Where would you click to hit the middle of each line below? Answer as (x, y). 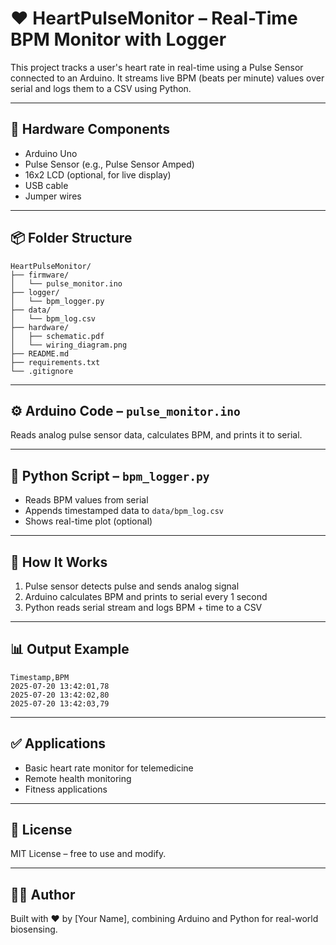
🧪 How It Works (59, 562)
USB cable (46, 185)
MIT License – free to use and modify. (88, 854)
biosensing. (34, 929)
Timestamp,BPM (40, 677)
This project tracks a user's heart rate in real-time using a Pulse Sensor (157, 67)
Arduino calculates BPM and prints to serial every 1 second (146, 596)
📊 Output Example (70, 649)
